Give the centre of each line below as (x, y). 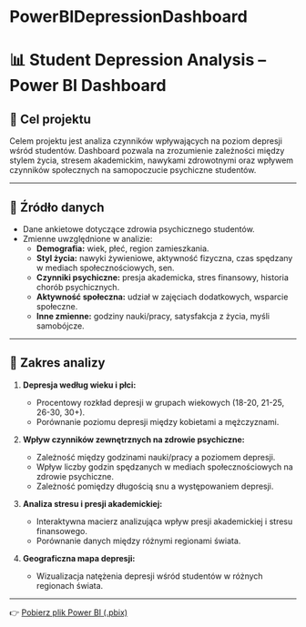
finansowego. (62, 531)
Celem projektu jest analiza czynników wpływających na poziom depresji (146, 141)
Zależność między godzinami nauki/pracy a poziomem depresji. (156, 457)
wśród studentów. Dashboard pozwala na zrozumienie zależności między (147, 151)
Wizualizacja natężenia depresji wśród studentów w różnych (149, 576)
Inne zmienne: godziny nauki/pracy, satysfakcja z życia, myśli (153, 316)
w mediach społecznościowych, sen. (105, 268)
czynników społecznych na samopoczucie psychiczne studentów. (133, 170)
